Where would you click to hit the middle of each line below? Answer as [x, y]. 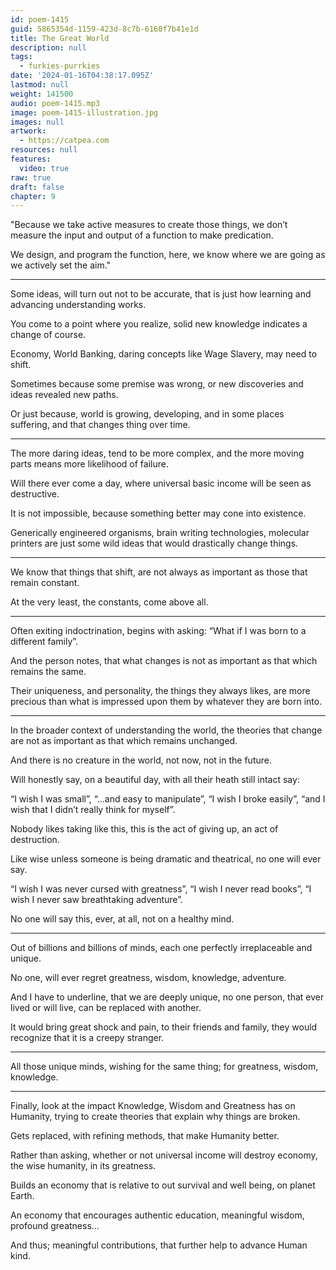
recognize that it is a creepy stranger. [87, 1038]
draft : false [37, 187]
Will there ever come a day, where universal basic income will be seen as [161, 483]
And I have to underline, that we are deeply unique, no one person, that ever [167, 997]
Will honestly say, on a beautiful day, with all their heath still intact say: [155, 780]
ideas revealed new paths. [64, 395]
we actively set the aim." [61, 265]
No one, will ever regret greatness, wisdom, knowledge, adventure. [148, 978]
